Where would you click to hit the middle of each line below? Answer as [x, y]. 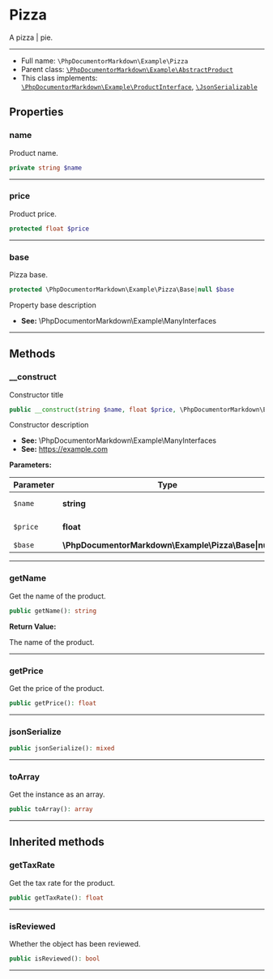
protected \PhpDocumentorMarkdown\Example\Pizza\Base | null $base [122, 290]
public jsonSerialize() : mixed [62, 749]
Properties [36, 112]
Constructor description [49, 425]
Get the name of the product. [58, 596]
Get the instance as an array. [57, 794]
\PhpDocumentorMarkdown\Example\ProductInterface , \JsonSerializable [139, 86]
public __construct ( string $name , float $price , [93, 410]
